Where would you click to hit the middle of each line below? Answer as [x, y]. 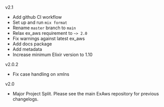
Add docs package [32, 44]
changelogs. [25, 99]
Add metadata [27, 49]
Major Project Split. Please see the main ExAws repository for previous [86, 94]
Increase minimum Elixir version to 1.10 [52, 55]
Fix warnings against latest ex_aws [48, 38]
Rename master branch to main [44, 28]
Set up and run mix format [40, 22]
